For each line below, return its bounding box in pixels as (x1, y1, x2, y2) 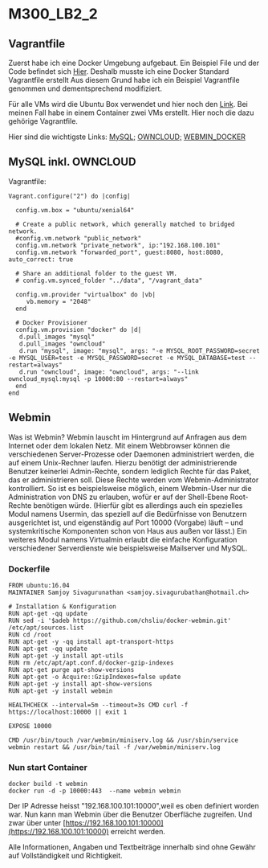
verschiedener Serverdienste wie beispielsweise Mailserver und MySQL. (8, 543, 248, 553)
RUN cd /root (8, 630, 52, 639)
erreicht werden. (111, 827, 166, 837)
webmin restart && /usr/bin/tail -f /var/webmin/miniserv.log (8, 743, 221, 751)
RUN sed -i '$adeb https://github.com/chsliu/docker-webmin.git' (8, 616, 231, 624)
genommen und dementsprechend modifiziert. (8, 84, 163, 93)
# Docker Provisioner (15, 318, 88, 326)
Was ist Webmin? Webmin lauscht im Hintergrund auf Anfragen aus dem (8, 432, 247, 442)
